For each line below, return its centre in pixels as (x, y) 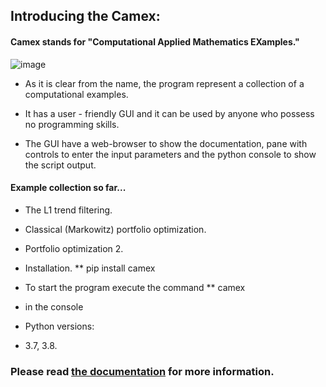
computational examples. (76, 94)
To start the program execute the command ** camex (135, 287)
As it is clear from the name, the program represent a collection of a (164, 83)
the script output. (60, 165)
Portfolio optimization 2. (74, 248)
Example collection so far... (68, 188)
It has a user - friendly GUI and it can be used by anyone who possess (169, 113)
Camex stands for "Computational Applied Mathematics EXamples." (155, 41)
